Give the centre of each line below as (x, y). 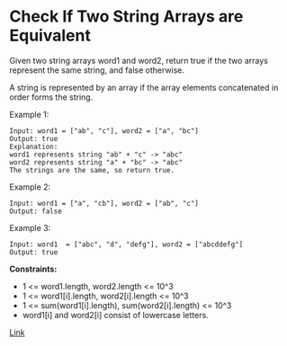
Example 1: (29, 114)
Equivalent (50, 35)
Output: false (36, 211)
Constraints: (33, 269)
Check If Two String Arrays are (126, 17)
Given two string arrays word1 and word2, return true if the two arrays (139, 60)
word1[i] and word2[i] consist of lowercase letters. (115, 315)
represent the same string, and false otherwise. (97, 70)
